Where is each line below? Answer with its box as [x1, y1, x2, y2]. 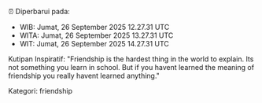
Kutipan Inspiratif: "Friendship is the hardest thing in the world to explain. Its [8, 54, 254, 64]
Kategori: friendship [8, 86, 73, 95]
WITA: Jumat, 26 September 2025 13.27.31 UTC [19, 31, 174, 40]
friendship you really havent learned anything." [8, 71, 160, 80]
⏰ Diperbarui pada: [8, 7, 71, 16]
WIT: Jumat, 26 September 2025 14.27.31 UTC [19, 39, 169, 48]
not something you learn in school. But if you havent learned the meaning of [8, 63, 254, 72]
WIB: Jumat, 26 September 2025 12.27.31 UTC [19, 23, 170, 31]
